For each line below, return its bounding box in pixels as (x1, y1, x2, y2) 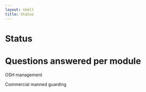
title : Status (5, 12, 34, 17)
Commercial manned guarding (5, 81, 66, 87)
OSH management (5, 72, 43, 78)
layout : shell (5, 7, 34, 12)
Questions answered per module (5, 55, 141, 66)
